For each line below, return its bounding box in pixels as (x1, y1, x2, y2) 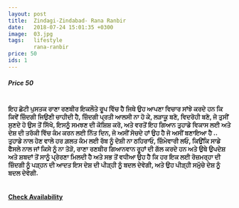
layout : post (8, 10, 47, 18)
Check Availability (8, 193, 63, 202)
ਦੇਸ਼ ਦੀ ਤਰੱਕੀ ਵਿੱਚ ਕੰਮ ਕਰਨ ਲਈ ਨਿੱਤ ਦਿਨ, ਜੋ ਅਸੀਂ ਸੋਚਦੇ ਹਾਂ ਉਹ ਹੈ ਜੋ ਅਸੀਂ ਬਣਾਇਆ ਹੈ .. (8, 128, 218, 137)
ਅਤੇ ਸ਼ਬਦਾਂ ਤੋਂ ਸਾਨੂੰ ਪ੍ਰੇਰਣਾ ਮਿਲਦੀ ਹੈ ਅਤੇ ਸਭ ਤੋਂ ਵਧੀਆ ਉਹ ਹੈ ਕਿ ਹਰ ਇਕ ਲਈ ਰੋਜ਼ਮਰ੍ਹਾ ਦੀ (8, 152, 221, 161)
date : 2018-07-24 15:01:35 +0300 (8, 24, 114, 31)
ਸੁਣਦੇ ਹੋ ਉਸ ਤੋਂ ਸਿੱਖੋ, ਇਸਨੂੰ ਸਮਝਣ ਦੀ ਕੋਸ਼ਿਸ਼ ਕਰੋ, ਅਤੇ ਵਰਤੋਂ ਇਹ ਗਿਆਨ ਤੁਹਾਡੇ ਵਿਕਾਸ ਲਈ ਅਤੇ (8, 120, 231, 129)
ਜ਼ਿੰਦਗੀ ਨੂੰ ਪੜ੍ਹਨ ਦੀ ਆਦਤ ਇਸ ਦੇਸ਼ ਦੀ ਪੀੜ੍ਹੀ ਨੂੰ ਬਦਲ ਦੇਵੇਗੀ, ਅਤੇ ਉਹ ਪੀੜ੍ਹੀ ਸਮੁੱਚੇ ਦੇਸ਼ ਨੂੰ (8, 160, 221, 169)
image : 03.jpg (8, 30, 53, 38)
